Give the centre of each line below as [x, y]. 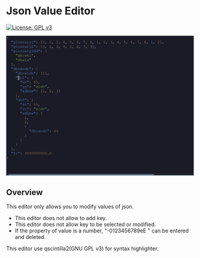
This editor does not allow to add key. [61, 218]
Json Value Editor [51, 11]
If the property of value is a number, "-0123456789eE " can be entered [102, 231]
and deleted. [30, 237]
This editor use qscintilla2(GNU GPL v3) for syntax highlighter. [82, 248]
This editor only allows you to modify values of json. [70, 207]
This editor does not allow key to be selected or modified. [85, 225]
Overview [25, 192]
